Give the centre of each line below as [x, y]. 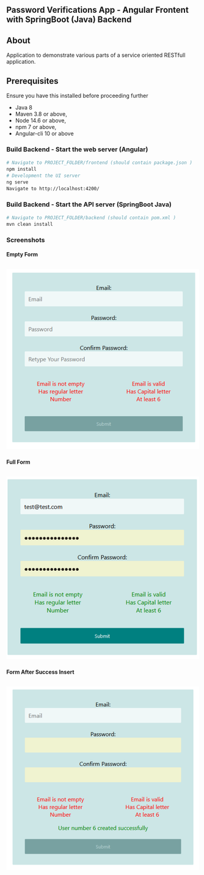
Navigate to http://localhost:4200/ [53, 188]
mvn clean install [30, 224]
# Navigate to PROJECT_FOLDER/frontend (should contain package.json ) [99, 163]
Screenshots [26, 240]
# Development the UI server [43, 176]
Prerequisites [32, 81]
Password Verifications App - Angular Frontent [98, 10]
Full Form [18, 462]
